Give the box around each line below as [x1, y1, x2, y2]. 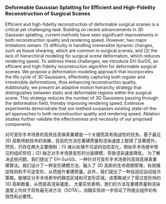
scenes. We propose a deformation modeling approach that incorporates [5, 69, 154, 75]
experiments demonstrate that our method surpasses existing [5, 105, 131, 111]
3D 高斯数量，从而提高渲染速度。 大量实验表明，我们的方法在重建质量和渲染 [5, 181, 161, 187]
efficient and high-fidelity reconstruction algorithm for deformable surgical [5, 63, 157, 69]
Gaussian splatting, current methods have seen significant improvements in [5, 32, 159, 38]
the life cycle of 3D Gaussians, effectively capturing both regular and [5, 74, 145, 80]
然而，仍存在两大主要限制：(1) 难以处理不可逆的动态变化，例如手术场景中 [5, 144, 154, 150]
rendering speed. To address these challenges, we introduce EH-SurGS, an [5, 58, 159, 64]
